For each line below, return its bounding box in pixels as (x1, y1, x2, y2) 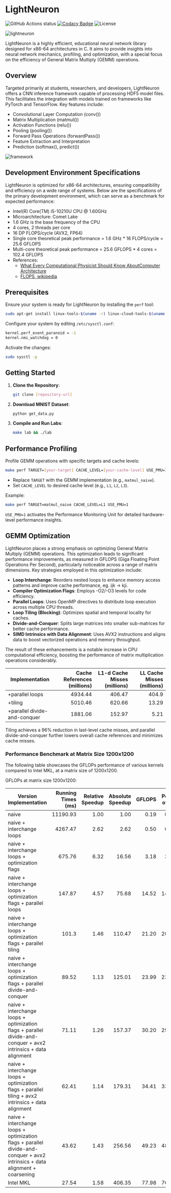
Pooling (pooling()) (12, 127, 52, 133)
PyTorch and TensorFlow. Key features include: (5, 101, 104, 107)
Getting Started (5, 369, 55, 377)
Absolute (108, 793, 131, 800)
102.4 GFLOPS (12, 251, 43, 257)
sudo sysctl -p (5, 354, 38, 360)
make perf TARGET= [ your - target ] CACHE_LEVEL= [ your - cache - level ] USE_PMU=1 (5, 468, 167, 473)
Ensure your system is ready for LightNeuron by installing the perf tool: (5, 301, 154, 307)
